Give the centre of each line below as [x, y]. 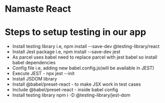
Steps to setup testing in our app [76, 32]
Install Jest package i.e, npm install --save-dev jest [66, 52]
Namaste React [38, 9]
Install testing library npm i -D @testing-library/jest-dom [71, 95]
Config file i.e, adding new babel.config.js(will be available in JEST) [83, 68]
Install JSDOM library [35, 79]
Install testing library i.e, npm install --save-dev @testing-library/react [86, 46]
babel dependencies [34, 63]
